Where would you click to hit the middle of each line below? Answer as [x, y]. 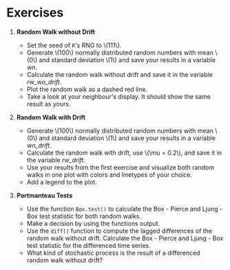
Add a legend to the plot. [62, 182]
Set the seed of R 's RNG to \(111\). [74, 45]
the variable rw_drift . [56, 160]
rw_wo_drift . [44, 81]
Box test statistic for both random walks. [84, 216]
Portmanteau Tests [44, 195]
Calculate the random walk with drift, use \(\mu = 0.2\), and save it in [124, 153]
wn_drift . [39, 145]
